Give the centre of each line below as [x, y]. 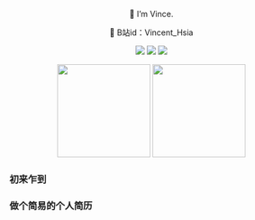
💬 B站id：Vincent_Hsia [151, 32]
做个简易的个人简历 [51, 206]
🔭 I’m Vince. [151, 14]
